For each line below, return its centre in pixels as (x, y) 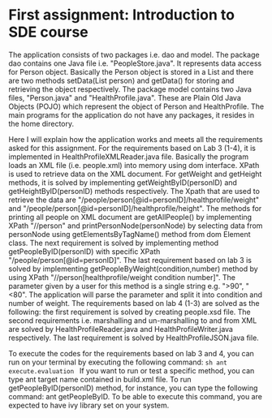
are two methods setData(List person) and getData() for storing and (121, 80)
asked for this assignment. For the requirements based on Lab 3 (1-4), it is (132, 148)
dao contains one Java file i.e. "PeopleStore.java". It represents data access (135, 63)
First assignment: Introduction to (122, 15)
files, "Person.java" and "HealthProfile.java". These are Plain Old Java (125, 97)
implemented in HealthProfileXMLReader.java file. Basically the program (129, 157)
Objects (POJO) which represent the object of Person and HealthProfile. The (136, 106)
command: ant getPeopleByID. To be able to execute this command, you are (135, 396)
